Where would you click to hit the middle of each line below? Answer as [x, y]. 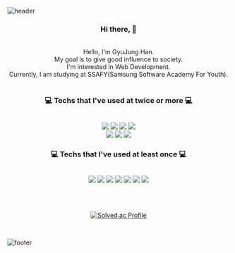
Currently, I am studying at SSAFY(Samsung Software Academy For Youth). [119, 75]
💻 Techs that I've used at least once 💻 [119, 154]
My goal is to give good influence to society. [119, 59]
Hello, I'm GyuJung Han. [119, 52]
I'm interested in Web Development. [119, 67]
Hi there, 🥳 [119, 29]
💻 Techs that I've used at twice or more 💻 [119, 101]
